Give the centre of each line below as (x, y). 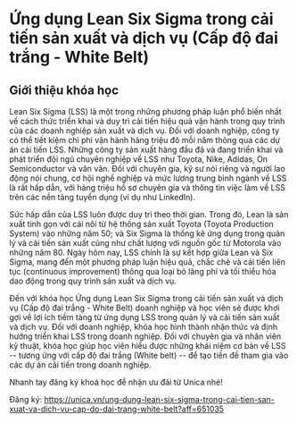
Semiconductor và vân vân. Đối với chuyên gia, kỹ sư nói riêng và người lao (147, 169)
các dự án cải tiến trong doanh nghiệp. (80, 365)
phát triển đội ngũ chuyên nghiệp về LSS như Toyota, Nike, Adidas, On (139, 159)
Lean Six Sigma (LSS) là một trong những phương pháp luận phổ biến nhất (146, 111)
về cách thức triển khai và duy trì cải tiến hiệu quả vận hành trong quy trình (147, 121)
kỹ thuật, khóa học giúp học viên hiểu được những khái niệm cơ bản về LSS (148, 346)
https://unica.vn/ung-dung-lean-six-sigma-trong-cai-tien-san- (159, 399)
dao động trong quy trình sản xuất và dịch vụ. (93, 281)
